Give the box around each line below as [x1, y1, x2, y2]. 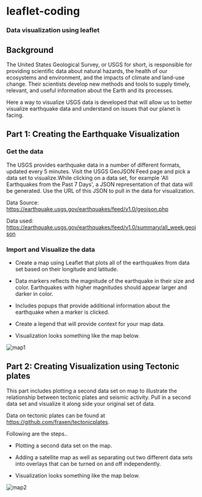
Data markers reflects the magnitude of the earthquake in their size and [15, 277, 195, 284]
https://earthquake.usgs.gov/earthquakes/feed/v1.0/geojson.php [6, 205, 169, 212]
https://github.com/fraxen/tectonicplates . [6, 418, 110, 425]
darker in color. [15, 290, 54, 297]
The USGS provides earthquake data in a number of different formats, [6, 161, 181, 169]
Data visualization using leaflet [6, 26, 100, 35]
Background [6, 44, 54, 55]
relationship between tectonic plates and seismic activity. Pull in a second [6, 394, 191, 401]
